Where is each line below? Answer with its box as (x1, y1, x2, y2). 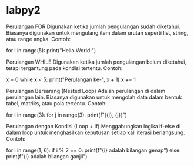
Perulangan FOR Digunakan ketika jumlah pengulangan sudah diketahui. (6, 23, 180, 30)
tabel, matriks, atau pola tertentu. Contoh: (6, 99, 107, 107)
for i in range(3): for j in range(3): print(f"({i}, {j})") (6, 111, 128, 118)
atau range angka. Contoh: (6, 35, 71, 42)
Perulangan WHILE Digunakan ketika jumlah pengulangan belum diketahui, (6, 58, 187, 65)
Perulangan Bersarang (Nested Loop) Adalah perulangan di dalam (6, 87, 166, 94)
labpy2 (6, 4, 41, 17)
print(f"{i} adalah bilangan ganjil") (6, 152, 88, 160)
